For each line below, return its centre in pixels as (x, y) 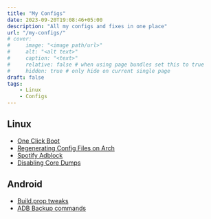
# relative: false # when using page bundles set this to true (106, 65)
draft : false (26, 77)
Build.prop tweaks (43, 200)
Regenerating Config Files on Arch (66, 148)
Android (25, 184)
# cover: (20, 39)
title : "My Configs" (37, 13)
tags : (15, 84)
